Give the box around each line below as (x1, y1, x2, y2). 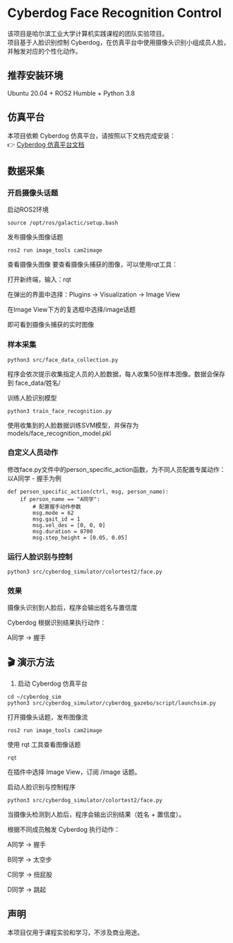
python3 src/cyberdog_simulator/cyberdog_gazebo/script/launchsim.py (7, 700, 217, 707)
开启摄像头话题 (7, 187, 59, 197)
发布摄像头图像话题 (7, 233, 64, 241)
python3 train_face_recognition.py (7, 407, 112, 415)
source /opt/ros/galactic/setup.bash (7, 219, 119, 227)
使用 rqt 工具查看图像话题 (7, 741, 81, 749)
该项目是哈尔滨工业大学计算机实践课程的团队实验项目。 (7, 29, 168, 37)
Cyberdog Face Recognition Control (7, 5, 222, 21)
